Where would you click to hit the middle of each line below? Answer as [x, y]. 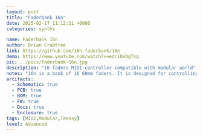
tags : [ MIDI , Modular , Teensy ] [43, 118]
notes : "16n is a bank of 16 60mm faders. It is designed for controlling [102, 73]
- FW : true [25, 102]
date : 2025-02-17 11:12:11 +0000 [48, 23]
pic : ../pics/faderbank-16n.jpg [47, 62]
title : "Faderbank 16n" [36, 18]
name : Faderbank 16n [32, 40]
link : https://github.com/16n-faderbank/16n [63, 51]
